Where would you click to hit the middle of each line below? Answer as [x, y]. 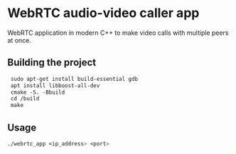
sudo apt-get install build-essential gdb [74, 79]
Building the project [52, 63]
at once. [20, 40]
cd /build [25, 99]
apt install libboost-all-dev [55, 86]
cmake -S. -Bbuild [38, 92]
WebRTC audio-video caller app [103, 13]
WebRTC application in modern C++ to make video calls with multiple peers [118, 33]
